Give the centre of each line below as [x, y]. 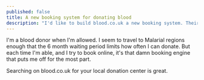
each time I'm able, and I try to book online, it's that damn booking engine [98, 53]
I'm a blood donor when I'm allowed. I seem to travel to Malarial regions [96, 40]
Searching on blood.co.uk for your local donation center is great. [87, 71]
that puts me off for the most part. [49, 59]
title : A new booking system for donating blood [69, 17]
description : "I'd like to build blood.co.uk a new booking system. [95, 23]
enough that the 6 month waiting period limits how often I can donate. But [98, 46]
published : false [28, 12]
